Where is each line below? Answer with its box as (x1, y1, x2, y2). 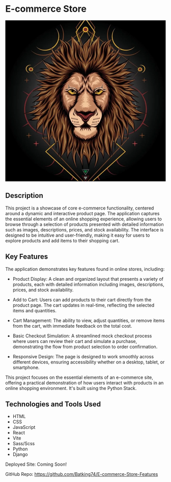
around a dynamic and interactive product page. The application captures (5, 210, 160, 216)
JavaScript (12, 424, 36, 430)
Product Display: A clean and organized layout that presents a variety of (12, 276, 164, 282)
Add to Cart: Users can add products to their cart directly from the (12, 296, 152, 303)
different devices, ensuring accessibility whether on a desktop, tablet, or (12, 359, 165, 365)
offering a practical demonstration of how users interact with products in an (5, 379, 164, 386)
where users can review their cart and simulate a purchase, (12, 338, 137, 344)
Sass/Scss (12, 441, 35, 447)
